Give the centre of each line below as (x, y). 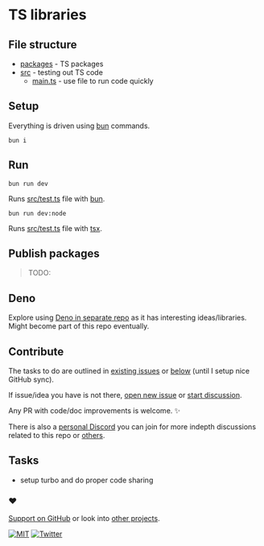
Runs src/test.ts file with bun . (57, 198)
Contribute (36, 352)
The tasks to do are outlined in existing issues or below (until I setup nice (129, 371)
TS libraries (47, 15)
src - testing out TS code (61, 72)
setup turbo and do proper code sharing (87, 480)
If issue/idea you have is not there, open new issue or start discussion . (126, 395)
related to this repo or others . (57, 436)
